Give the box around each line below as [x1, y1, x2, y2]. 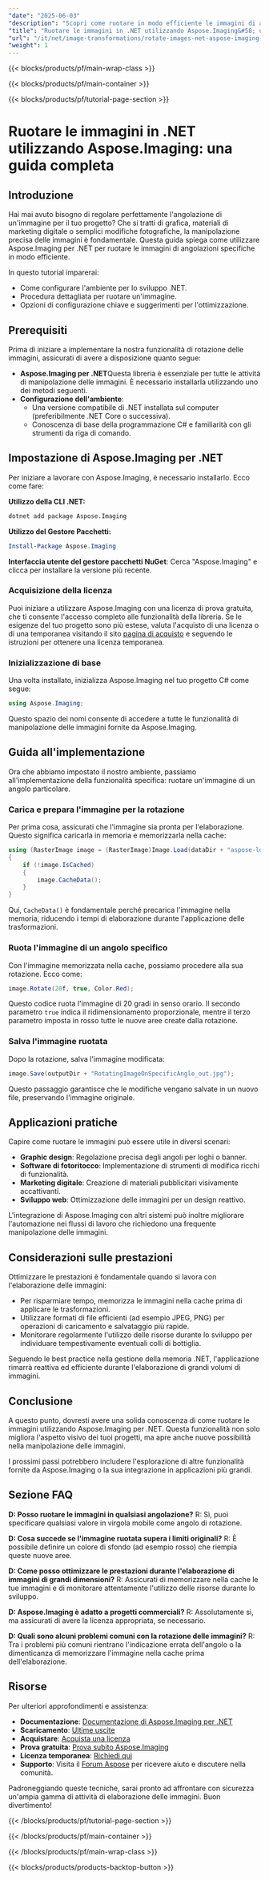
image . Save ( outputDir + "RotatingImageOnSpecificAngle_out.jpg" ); [8, 1070, 235, 1078]
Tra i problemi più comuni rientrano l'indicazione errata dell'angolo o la [8, 1639, 242, 1649]
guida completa [8, 157, 114, 175]
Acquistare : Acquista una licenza [19, 1733, 130, 1743]
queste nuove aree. [8, 1550, 72, 1560]
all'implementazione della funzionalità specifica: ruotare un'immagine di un [8, 775, 255, 785]
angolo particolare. [8, 784, 70, 793]
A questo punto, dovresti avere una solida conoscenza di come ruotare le [8, 1415, 250, 1425]
